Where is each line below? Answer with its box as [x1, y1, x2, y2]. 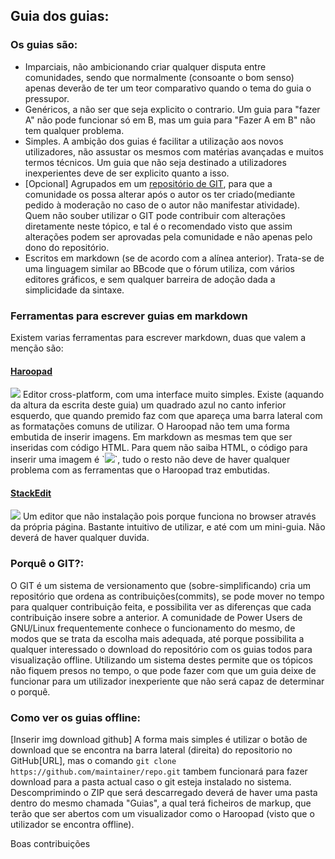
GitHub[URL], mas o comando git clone [10, 754, 177, 766]
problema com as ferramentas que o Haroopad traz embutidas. [10, 464, 271, 476]
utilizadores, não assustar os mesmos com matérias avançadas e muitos [24, 145, 324, 158]
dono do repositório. [24, 241, 110, 253]
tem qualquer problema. [24, 124, 125, 136]
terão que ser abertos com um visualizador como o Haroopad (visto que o [10, 807, 315, 819]
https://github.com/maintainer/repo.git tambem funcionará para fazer [10, 765, 308, 777]
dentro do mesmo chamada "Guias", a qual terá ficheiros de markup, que [10, 797, 312, 809]
